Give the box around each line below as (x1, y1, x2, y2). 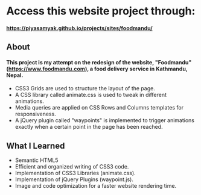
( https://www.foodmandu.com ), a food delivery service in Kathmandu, (6, 65, 188, 72)
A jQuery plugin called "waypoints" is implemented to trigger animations (14, 117, 195, 124)
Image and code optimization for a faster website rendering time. (14, 182, 177, 190)
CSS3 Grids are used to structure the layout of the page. (14, 85, 155, 92)
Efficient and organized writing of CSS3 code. (14, 163, 129, 170)
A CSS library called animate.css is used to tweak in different (14, 91, 167, 99)
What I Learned (6, 140, 65, 151)
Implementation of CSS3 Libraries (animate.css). (14, 170, 136, 177)
